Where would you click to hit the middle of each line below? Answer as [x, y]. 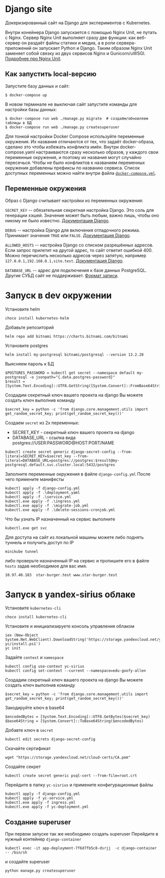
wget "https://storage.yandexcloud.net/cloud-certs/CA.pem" [68, 758]
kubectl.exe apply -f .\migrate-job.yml [47, 505]
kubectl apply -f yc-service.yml [39, 798]
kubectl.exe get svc [26, 528]
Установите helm [23, 309]
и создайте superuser [27, 862]
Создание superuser [38, 822]
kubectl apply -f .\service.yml [38, 497]
